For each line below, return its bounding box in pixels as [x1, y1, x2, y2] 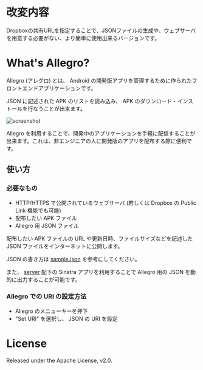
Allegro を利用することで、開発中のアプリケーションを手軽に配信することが [6, 129, 196, 137]
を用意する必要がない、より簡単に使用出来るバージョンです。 [6, 34, 160, 41]
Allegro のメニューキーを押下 [15, 307, 88, 315]
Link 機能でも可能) [15, 207, 62, 214]
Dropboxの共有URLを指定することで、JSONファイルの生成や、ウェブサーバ [6, 27, 196, 34]
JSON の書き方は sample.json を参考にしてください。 [6, 255, 141, 262]
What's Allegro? [6, 56, 90, 70]
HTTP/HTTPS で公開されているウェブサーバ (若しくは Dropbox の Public [15, 199, 196, 207]
